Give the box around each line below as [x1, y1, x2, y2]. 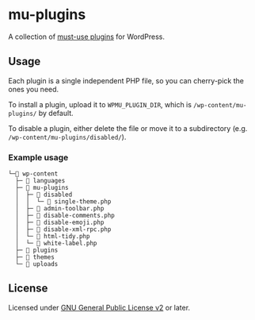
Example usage [8, 152, 69, 163]
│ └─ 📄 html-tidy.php [15, 233, 90, 241]
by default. [38, 108, 74, 118]
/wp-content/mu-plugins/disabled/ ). [8, 132, 127, 141]
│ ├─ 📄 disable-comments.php [15, 212, 115, 220]
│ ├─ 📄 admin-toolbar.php [15, 205, 105, 213]
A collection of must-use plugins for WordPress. [8, 32, 165, 41]
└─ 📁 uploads [15, 260, 59, 268]
